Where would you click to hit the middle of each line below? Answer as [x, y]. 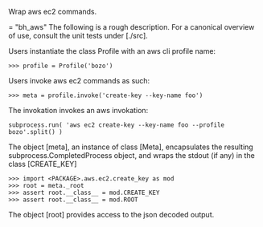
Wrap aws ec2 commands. [53, 12]
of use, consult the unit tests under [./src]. [78, 36]
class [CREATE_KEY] [43, 164]
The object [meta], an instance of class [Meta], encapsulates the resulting [131, 147]
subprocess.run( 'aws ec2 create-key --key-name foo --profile [117, 125]
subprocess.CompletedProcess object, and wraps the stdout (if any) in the [131, 155]
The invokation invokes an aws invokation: [78, 110]
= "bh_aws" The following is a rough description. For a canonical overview [131, 27]
